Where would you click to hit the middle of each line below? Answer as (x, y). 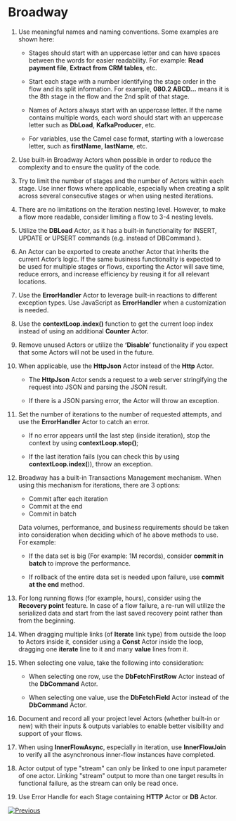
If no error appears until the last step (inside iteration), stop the (119, 435)
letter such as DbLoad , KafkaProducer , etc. (92, 125)
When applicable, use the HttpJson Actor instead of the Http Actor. (116, 366)
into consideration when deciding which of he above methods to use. (118, 535)
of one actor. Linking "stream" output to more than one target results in (121, 775)
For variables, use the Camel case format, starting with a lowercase (126, 139)
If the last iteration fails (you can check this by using (104, 456)
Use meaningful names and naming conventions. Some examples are (118, 32)
